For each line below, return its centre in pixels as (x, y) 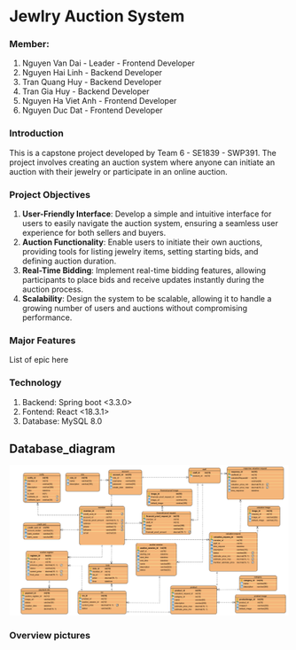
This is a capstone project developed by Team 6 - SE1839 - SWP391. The (143, 153)
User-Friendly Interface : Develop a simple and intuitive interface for (147, 214)
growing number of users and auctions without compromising (135, 309)
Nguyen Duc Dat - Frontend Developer (92, 110)
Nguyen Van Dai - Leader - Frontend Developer (108, 63)
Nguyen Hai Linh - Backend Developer (92, 73)
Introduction (36, 133)
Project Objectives (50, 194)
